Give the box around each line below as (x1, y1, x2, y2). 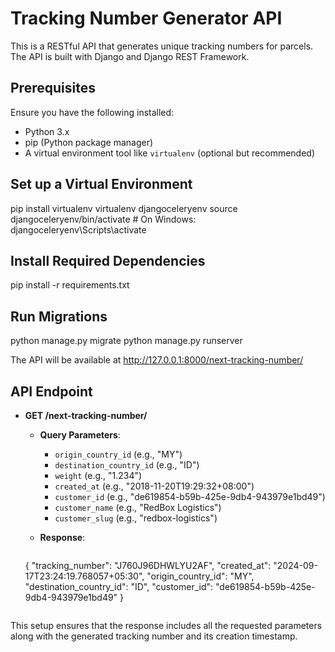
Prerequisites (10, 80, 96, 97)
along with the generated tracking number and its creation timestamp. (10, 630, 298, 642)
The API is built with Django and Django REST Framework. (10, 50, 250, 62)
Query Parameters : (39, 429, 121, 441)
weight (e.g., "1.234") (54, 470, 143, 481)
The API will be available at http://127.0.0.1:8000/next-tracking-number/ (10, 354, 304, 366)
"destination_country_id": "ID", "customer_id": (24, 581, 214, 592)
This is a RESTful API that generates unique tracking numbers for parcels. (10, 40, 314, 52)
